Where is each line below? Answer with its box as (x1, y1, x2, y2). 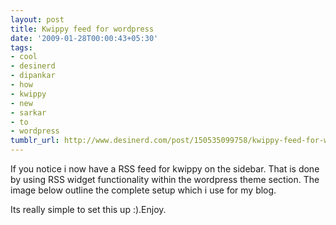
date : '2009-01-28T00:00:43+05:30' (10, 33, 159, 43)
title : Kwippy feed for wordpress (10, 24, 155, 34)
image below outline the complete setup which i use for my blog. (10, 184, 277, 196)
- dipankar (10, 71, 56, 81)
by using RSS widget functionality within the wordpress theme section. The (10, 174, 320, 185)
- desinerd (10, 61, 56, 71)
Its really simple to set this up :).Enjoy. (10, 204, 167, 215)
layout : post (10, 14, 65, 25)
